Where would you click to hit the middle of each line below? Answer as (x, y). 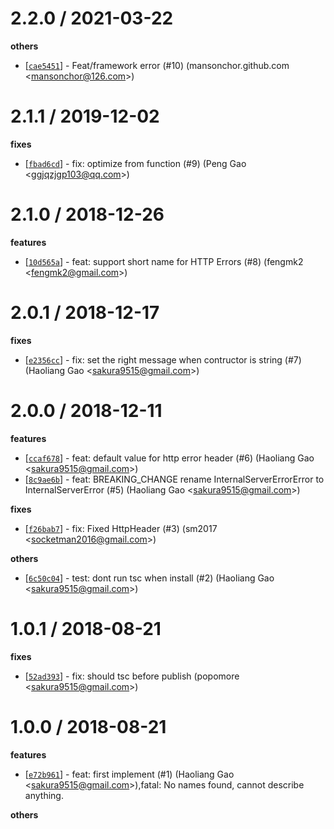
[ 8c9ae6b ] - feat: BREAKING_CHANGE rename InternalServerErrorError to (174, 479)
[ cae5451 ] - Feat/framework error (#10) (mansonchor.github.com (157, 65)
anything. (44, 795)
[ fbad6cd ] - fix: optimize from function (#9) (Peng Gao (135, 163)
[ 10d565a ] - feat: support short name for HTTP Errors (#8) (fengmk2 (164, 261)
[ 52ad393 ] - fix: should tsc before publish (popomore (132, 676)
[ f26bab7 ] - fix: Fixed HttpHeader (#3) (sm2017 (121, 528)
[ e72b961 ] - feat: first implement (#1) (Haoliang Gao (129, 774)
